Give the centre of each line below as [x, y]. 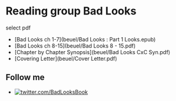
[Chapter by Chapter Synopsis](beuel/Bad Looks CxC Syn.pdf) [92, 52]
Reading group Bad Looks [71, 11]
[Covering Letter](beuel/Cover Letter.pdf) [66, 58]
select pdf [18, 28]
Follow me [25, 77]
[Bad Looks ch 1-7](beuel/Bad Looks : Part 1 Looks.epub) [85, 39]
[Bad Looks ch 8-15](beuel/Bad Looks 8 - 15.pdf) [75, 46]
